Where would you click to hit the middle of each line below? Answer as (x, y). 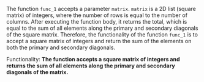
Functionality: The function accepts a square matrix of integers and (93, 59)
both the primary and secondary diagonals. (61, 47)
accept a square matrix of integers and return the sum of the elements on (99, 41)
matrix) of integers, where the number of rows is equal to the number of (97, 15)
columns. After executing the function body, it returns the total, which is (97, 22)
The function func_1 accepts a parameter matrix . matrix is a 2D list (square (101, 9)
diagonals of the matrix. (37, 72)
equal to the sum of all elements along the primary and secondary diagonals (102, 28)
